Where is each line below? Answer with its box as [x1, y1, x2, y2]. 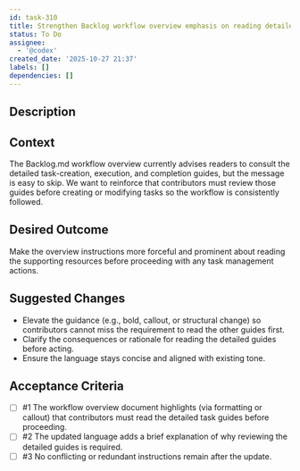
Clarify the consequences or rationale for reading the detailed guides [21, 333, 277, 344]
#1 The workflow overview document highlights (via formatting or [21, 402, 262, 413]
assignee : [9, 38, 46, 47]
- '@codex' [17, 46, 58, 55]
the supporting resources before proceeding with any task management [9, 256, 274, 266]
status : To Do [9, 29, 62, 38]
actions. [9, 265, 38, 275]
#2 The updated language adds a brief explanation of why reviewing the [21, 431, 288, 442]
